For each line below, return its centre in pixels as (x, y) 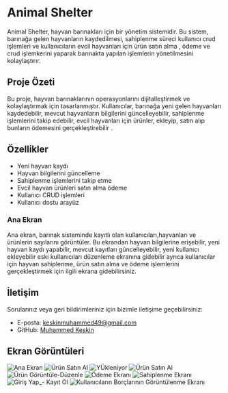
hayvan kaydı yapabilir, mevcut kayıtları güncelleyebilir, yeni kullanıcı (103, 249)
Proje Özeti (31, 83)
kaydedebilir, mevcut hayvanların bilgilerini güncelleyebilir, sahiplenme (106, 113)
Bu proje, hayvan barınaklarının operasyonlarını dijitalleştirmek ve (99, 99)
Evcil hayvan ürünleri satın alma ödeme (72, 188)
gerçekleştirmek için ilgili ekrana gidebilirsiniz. (72, 271)
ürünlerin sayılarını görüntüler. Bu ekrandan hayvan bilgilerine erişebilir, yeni (114, 242)
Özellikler (28, 150)
